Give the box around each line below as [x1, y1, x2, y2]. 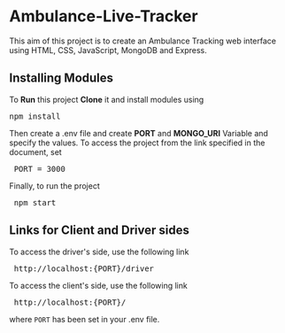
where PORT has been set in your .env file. [9, 314, 160, 324]
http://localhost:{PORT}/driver [13, 263, 155, 274]
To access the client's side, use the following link [9, 280, 188, 290]
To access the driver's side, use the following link [9, 246, 189, 257]
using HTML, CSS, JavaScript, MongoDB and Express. [9, 44, 207, 55]
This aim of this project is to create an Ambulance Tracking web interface [9, 35, 277, 46]
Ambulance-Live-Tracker [9, 6, 198, 27]
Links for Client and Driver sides [9, 223, 190, 238]
